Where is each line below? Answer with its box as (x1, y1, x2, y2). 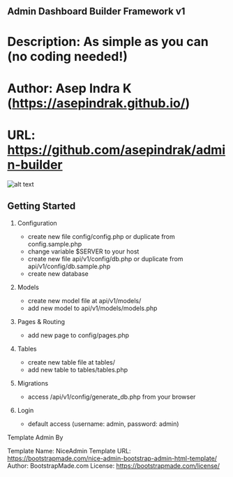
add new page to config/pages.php (27, 331, 130, 339)
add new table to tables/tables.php (27, 365, 128, 374)
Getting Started (7, 200, 76, 212)
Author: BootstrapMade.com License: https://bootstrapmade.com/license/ (7, 461, 220, 470)
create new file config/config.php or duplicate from (27, 232, 176, 240)
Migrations (17, 379, 49, 387)
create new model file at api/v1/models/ (27, 296, 142, 304)
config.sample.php (27, 240, 82, 248)
